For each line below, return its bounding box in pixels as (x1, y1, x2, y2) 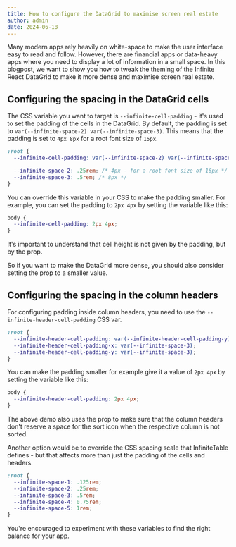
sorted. (7, 430, 28, 438)
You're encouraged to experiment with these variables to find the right (7, 524, 211, 533)
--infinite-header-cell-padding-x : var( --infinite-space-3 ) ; (13, 342, 197, 349)
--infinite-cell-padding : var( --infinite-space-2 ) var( (13, 154, 181, 162)
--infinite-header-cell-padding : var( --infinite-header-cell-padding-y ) (13, 336, 231, 343)
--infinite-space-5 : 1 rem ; (13, 505, 93, 512)
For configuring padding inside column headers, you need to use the (7, 308, 206, 316)
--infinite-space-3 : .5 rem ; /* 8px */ (13, 173, 128, 180)
